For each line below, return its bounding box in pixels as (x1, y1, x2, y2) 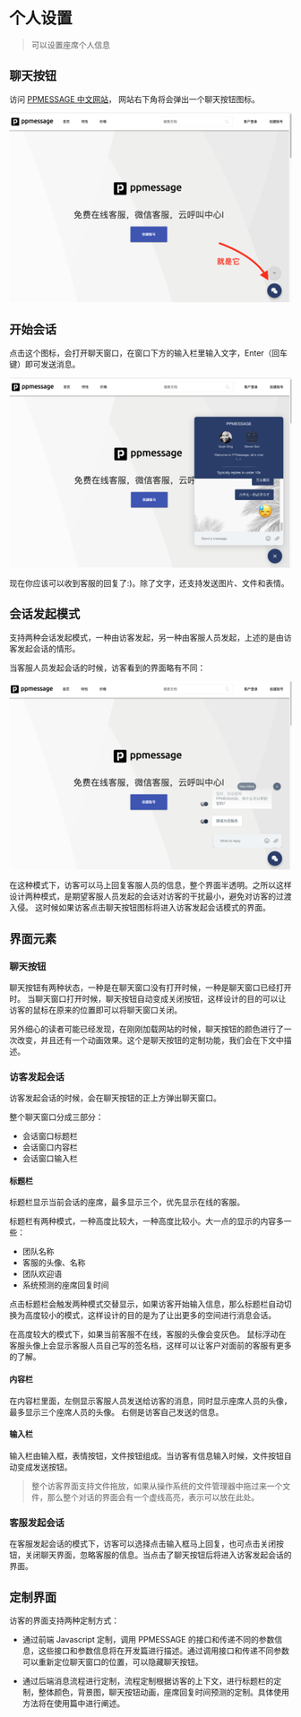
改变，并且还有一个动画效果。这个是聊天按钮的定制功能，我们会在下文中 (16, 1034, 284, 1045)
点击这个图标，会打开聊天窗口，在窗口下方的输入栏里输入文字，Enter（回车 (9, 347, 288, 358)
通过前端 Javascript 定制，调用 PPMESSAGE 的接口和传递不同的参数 (21, 1634, 275, 1644)
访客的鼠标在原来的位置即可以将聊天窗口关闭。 (9, 1005, 182, 1015)
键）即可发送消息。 (9, 358, 81, 369)
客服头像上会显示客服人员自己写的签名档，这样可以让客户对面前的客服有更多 (9, 1341, 292, 1351)
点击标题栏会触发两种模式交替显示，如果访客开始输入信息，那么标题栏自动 (9, 1299, 284, 1309)
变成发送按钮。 (16, 1462, 73, 1472)
